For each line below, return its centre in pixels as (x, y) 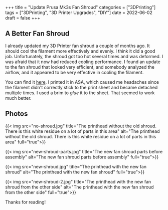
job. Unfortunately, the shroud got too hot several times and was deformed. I (84, 56)
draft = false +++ (23, 18)
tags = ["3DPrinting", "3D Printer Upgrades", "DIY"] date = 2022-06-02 (79, 13)
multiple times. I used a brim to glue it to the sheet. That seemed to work (80, 93)
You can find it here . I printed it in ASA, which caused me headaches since (82, 82)
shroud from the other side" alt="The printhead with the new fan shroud (79, 187)
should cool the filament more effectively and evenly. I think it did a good (80, 51)
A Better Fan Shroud (37, 34)
